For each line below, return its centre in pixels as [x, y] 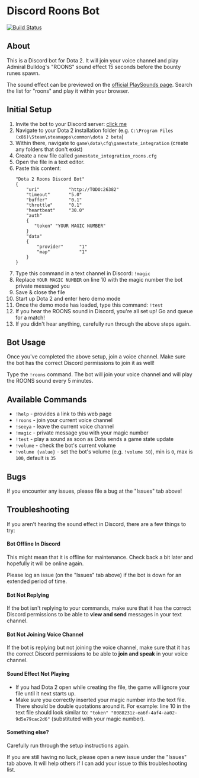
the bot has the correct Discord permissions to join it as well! [81, 363]
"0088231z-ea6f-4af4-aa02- [144, 713]
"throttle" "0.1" [54, 205]
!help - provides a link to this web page [63, 414]
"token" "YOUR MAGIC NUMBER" [70, 226]
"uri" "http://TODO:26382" [73, 189]
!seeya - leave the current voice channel [65, 427]
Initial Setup [29, 110]
